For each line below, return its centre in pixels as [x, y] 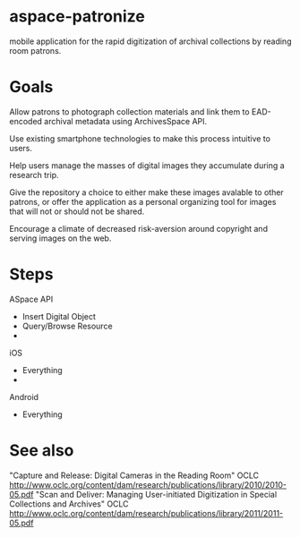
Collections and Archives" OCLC [69, 504]
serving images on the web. [60, 238]
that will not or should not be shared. [77, 211]
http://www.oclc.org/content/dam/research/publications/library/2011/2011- [146, 513]
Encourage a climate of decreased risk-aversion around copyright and [139, 228]
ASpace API [31, 299]
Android [24, 396]
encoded [26, 121]
